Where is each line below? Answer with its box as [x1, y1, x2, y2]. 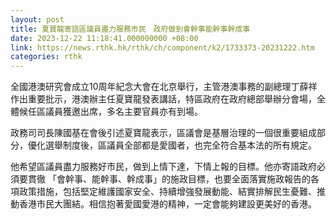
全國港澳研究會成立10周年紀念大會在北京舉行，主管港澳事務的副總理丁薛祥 [10, 81, 318, 93]
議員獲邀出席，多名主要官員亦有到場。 [44, 106, 203, 118]
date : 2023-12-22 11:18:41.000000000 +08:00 [10, 33, 199, 43]
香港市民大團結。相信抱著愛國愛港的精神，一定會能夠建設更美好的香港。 [18, 198, 317, 210]
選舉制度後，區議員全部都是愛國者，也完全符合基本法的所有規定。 [44, 139, 317, 151]
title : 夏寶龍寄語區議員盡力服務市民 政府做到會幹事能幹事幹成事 [10, 24, 251, 34]
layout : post [10, 14, 65, 25]
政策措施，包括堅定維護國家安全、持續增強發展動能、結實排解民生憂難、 [18, 186, 317, 198]
